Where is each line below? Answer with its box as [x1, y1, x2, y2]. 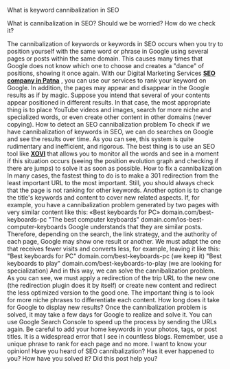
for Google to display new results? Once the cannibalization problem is [7, 303, 207, 311]
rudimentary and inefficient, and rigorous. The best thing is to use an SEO [7, 143, 216, 150]
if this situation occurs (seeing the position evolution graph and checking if [7, 157, 218, 165]
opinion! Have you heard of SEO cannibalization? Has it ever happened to [7, 347, 215, 355]
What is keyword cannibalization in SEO [7, 6, 119, 14]
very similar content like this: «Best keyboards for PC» [7, 208, 161, 216]
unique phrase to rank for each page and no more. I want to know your [7, 340, 207, 348]
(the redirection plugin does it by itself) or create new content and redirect [7, 282, 217, 289]
